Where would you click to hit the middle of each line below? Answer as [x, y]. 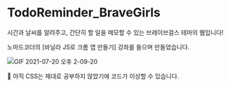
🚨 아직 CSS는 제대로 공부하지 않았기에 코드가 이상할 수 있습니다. [93, 76]
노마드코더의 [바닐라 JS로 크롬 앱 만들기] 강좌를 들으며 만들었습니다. [98, 47]
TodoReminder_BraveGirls [84, 13]
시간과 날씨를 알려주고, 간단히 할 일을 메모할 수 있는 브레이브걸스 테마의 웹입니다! [115, 32]
